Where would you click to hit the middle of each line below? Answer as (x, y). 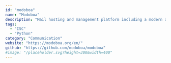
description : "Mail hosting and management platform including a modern (84, 19)
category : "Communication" (34, 39)
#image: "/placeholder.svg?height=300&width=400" (59, 52)
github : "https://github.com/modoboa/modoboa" (55, 48)
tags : (11, 24)
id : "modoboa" (20, 10)
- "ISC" (18, 29)
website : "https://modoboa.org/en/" (44, 43)
